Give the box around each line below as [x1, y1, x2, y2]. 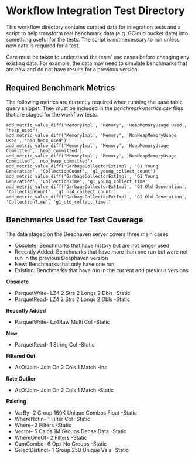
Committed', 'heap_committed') [6, 148, 83, 153]
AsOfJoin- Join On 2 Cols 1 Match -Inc [14, 364, 108, 371]
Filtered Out [6, 352, 36, 359]
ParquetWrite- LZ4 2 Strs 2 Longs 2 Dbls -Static [14, 289, 131, 296]
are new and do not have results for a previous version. [6, 66, 139, 73]
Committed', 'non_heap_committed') [6, 158, 93, 164]
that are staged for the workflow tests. [6, 111, 98, 118]
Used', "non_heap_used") [6, 138, 67, 143]
